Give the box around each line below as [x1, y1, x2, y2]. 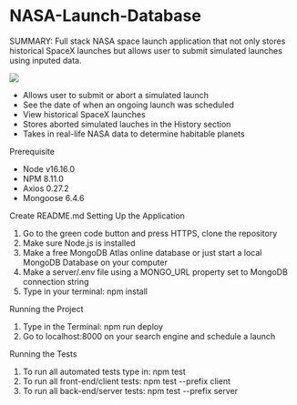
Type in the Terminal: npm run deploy [22, 320, 164, 332]
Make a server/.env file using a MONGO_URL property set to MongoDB [22, 266, 289, 278]
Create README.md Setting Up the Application [9, 210, 185, 221]
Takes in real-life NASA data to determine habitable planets [22, 128, 245, 139]
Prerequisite [9, 146, 55, 157]
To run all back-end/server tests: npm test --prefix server [22, 385, 239, 396]
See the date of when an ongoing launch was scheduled [22, 99, 234, 110]
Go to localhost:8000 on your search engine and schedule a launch [22, 330, 276, 341]
